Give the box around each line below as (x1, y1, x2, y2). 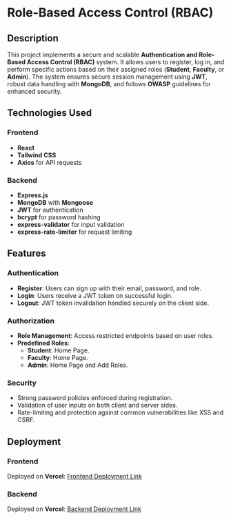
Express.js (17, 191, 48, 199)
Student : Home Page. (27, 346, 90, 354)
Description (7, 32, 59, 44)
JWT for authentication (17, 206, 84, 214)
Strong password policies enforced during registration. (17, 394, 173, 402)
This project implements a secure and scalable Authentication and (7, 50, 198, 59)
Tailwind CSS (17, 150, 57, 159)
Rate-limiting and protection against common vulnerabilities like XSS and (17, 408, 224, 417)
